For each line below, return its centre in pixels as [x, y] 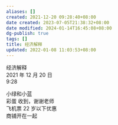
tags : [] [17, 39]
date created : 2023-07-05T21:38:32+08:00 [58, 22]
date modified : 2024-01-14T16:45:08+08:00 [59, 28]
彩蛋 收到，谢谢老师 [30, 101]
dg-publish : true [27, 34]
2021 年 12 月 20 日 [29, 75]
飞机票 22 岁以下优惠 [32, 108]
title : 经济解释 [24, 45]
